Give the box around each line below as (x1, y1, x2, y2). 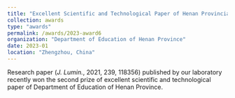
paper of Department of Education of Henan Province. (7, 83, 163, 91)
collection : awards (7, 17, 64, 24)
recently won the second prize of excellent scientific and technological (7, 75, 211, 83)
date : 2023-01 (7, 42, 49, 49)
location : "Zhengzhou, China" (7, 49, 96, 56)
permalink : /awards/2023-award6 (7, 29, 101, 37)
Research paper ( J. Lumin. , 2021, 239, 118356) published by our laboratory (7, 67, 222, 76)
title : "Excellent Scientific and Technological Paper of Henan (7, 10, 199, 17)
